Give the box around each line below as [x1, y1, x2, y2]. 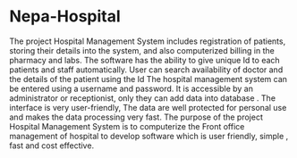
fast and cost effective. [9, 140, 95, 151]
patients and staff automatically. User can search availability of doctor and [9, 64, 284, 75]
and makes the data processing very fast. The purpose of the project [9, 112, 264, 122]
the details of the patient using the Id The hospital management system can [9, 73, 288, 84]
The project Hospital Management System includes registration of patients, [9, 36, 286, 46]
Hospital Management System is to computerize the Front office [9, 121, 245, 131]
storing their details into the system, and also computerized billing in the [9, 45, 275, 55]
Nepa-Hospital [9, 6, 121, 27]
